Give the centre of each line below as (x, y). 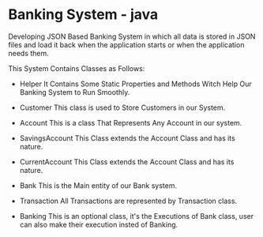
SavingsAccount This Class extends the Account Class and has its (127, 138)
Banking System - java (83, 15)
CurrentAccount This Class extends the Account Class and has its (127, 162)
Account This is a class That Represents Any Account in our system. (131, 122)
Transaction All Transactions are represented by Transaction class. (128, 201)
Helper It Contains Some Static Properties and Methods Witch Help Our (135, 84)
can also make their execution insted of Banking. (99, 224)
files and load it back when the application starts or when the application (126, 44)
